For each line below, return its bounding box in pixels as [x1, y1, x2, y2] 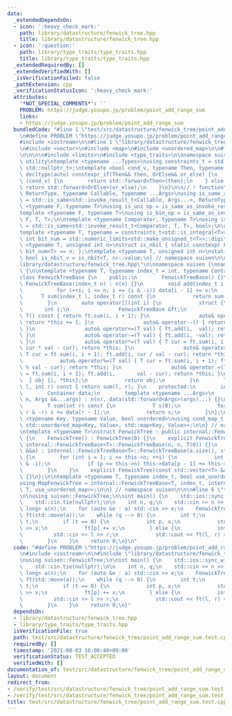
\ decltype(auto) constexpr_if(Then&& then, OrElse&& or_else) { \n [19, 171, 217, 178]
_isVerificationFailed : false [13, 74, 100, 82]
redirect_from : [7, 679, 51, 686]
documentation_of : [7, 666, 60, 673]
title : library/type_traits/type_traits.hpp [19, 55, 150, 62]
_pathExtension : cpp [13, 81, 72, 88]
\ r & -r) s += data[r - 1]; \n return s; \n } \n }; [19, 409, 221, 416]
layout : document [7, 672, 57, 679]
